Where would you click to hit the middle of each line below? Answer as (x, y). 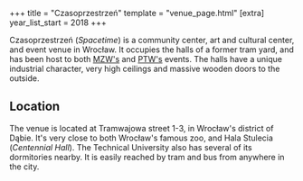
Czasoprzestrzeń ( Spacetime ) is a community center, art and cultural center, (152, 40)
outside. (24, 78)
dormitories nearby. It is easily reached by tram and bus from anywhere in (147, 157)
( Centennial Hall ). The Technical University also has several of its (131, 147)
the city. (24, 167)
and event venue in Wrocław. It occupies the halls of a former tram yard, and (151, 50)
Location (35, 107)
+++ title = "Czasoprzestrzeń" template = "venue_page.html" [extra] (137, 13)
